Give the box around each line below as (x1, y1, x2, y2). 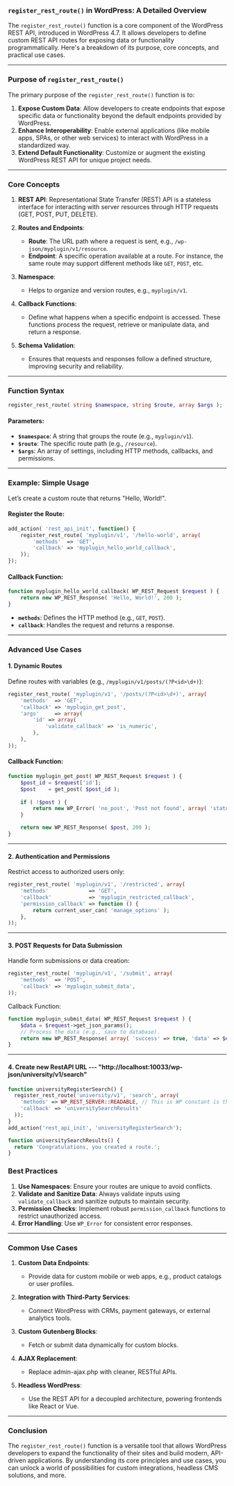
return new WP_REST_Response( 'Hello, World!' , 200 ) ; (20, 595, 183, 602)
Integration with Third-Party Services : (17, 1293, 131, 1301)
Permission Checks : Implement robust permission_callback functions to (17, 1204, 226, 1212)
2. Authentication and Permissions (8, 852, 110, 860)
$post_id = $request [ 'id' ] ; (20, 779, 101, 786)
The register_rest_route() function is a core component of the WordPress (8, 22, 224, 30)
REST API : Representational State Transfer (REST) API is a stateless (17, 195, 211, 204)
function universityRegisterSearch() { (8, 1086, 124, 1093)
